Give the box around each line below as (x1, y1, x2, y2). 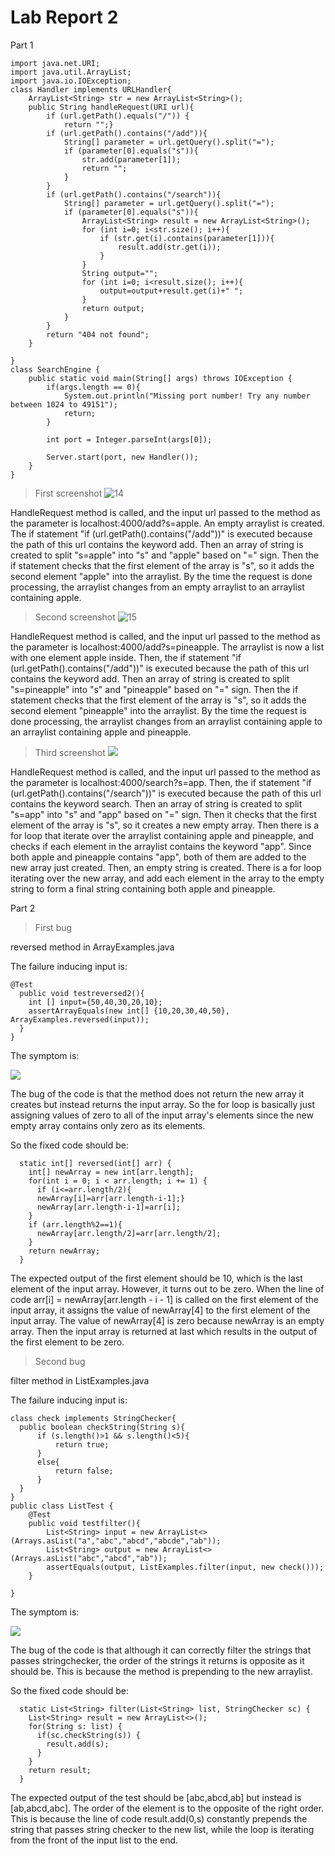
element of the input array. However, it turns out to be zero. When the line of (10, 1282, 325, 1295)
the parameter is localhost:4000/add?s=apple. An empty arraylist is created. (10, 517, 325, 529)
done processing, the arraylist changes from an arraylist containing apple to (10, 715, 323, 727)
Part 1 (10, 39, 34, 51)
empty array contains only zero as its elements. (10, 1119, 206, 1131)
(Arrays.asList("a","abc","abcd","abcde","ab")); (10, 1536, 222, 1546)
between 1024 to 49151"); (10, 399, 118, 410)
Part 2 (10, 902, 36, 914)
